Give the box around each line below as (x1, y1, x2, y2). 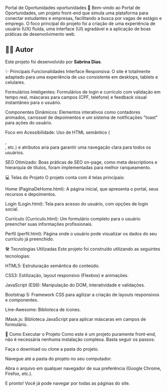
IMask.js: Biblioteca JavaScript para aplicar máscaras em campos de (5, 316, 146, 322)
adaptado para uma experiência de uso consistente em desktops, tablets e (5, 74, 158, 80)
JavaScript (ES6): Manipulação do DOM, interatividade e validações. (5, 282, 146, 288)
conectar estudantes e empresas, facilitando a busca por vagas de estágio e (5, 15, 162, 21)
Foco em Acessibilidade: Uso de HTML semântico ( (5, 129, 110, 135)
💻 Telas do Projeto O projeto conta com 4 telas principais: (5, 174, 125, 180)
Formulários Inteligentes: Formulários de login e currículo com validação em (5, 89, 161, 95)
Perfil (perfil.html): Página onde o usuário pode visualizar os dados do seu (5, 230, 157, 236)
